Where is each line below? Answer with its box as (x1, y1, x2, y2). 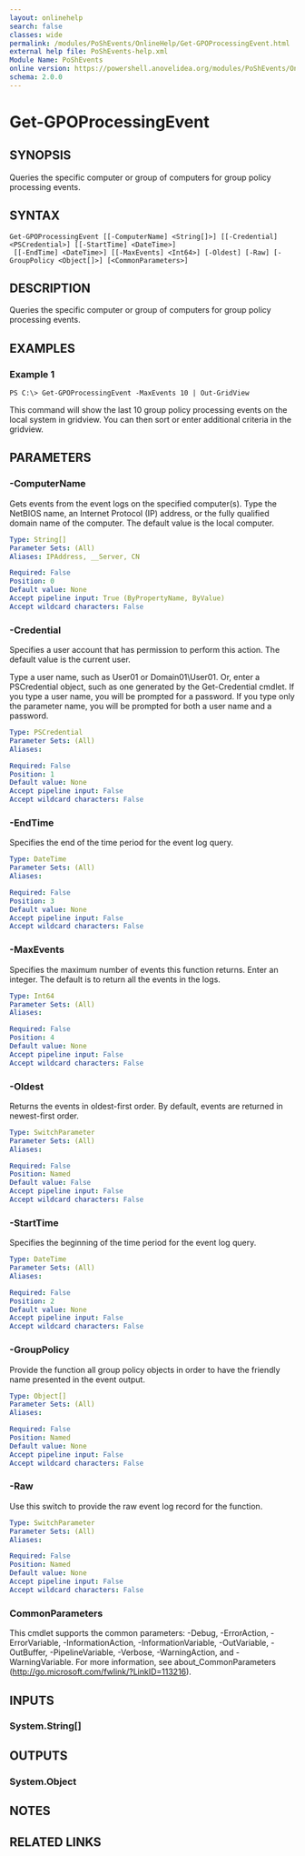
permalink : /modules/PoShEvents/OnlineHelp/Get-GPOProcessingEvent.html (9, 38, 290, 48)
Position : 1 (9, 769, 54, 778)
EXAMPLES (9, 340, 75, 356)
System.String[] (9, 1720, 82, 1732)
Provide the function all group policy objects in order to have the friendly (9, 1364, 280, 1375)
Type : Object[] (9, 1391, 67, 1400)
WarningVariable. (9, 1657, 74, 1668)
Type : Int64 (9, 991, 54, 1000)
